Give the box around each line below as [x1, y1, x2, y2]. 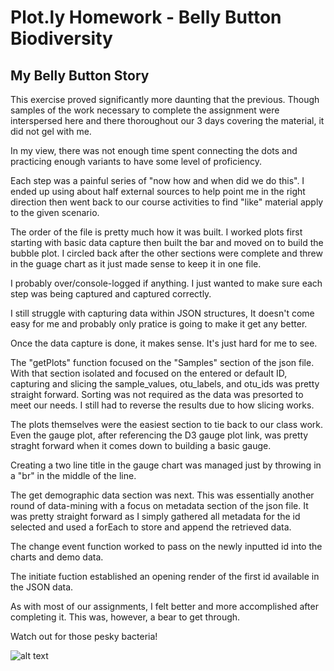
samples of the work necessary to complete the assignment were [10, 104, 280, 116]
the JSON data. [10, 581, 74, 593]
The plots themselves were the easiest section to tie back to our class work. [10, 419, 323, 430]
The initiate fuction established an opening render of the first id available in [10, 571, 320, 582]
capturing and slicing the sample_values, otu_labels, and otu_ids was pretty [10, 378, 320, 390]
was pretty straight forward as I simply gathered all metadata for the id [10, 511, 301, 522]
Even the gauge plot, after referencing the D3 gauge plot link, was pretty [10, 429, 309, 441]
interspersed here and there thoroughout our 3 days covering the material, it [10, 115, 325, 126]
